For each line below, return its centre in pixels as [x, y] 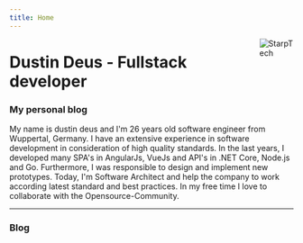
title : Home [32, 18]
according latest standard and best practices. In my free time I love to [138, 186]
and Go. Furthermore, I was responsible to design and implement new [139, 167]
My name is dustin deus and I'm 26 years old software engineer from [138, 129]
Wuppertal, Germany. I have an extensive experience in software [129, 139]
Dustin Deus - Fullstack [98, 62]
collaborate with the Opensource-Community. [94, 196]
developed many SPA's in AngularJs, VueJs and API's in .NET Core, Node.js [150, 157]
